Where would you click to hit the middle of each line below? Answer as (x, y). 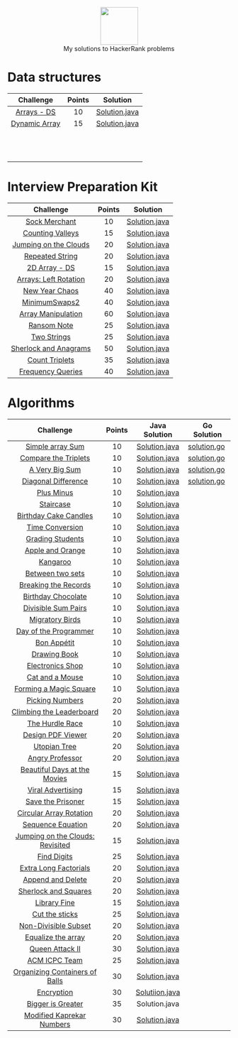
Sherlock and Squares (55, 891)
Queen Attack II (55, 949)
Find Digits (55, 856)
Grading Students (55, 538)
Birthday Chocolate (55, 596)
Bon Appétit (55, 643)
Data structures (54, 77)
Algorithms (41, 403)
